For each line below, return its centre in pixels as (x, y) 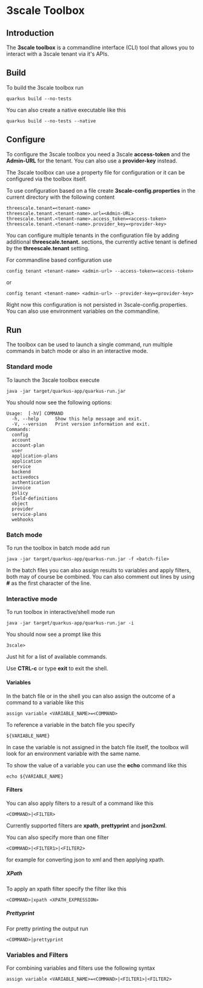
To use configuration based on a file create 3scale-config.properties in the (101, 190)
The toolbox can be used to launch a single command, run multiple (89, 345)
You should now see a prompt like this (54, 635)
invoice (22, 488)
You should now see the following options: (59, 402)
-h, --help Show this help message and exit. (77, 419)
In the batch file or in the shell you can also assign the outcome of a (91, 696)
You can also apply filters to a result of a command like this (80, 803)
